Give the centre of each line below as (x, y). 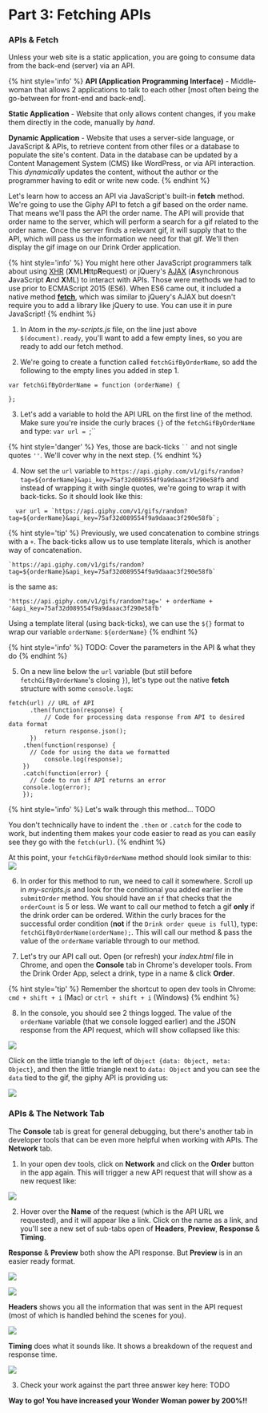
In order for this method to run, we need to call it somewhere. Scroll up (136, 881)
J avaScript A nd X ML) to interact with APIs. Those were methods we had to (132, 280)
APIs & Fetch (33, 40)
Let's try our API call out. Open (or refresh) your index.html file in (126, 956)
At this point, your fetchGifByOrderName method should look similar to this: (130, 858)
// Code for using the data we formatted (100, 753)
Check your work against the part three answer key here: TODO (125, 1385)
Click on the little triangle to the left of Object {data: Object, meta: (120, 1061)
